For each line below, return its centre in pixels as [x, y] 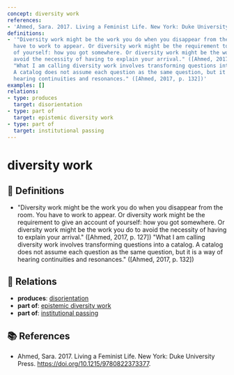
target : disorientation [48, 105]
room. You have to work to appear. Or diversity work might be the [111, 215]
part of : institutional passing [58, 313]
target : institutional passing [59, 131]
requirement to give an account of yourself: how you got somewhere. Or [121, 222]
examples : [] [26, 85]
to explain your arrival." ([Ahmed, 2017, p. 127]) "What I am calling [111, 237]
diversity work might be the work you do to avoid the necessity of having [122, 230]
